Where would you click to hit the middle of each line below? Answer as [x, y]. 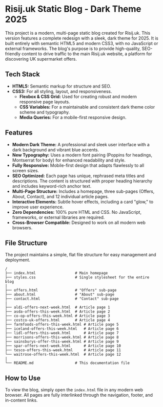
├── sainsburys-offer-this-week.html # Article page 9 [62, 342]
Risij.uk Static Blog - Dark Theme [73, 9]
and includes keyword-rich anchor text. [52, 186]
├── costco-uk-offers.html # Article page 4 [58, 320]
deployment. [18, 260]
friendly [13, 54]
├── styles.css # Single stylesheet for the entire [77, 277]
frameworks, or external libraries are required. [58, 217]
